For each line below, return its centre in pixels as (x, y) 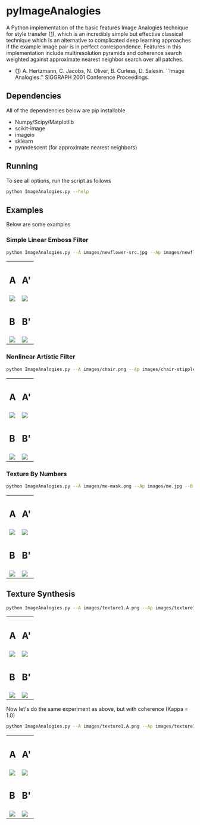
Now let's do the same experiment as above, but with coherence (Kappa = (97, 709)
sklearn (24, 141)
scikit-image (30, 128)
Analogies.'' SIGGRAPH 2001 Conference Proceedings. (82, 77)
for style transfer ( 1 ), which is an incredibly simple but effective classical (95, 33)
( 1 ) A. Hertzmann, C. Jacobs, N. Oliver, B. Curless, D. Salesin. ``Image (99, 70)
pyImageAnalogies (54, 11)
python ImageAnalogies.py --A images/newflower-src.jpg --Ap (84, 252)
